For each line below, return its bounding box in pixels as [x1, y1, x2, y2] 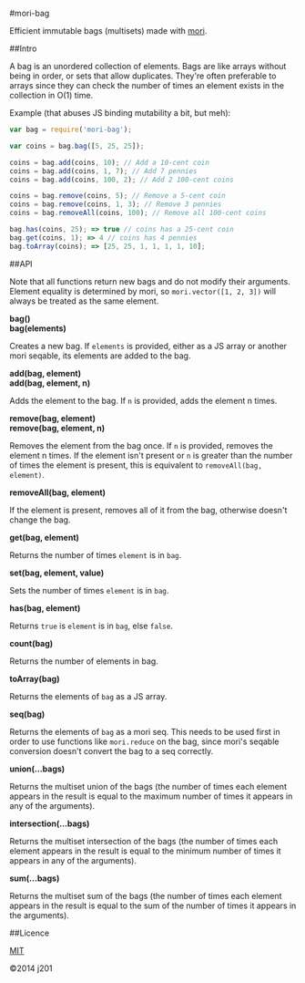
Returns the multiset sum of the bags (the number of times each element [9, 890, 282, 901]
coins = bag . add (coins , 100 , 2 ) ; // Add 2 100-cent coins [9, 175, 234, 184]
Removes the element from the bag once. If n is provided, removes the [9, 440, 273, 450]
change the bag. [9, 514, 71, 525]
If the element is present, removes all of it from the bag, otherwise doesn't [9, 504, 288, 515]
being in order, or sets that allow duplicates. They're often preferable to [9, 70, 277, 81]
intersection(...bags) [9, 818, 90, 829]
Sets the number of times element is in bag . [9, 585, 169, 595]
